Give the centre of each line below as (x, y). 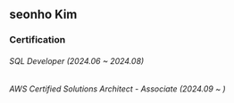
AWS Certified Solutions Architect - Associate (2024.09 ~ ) (117, 89)
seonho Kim (43, 15)
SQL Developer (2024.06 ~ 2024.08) (77, 60)
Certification (38, 40)
